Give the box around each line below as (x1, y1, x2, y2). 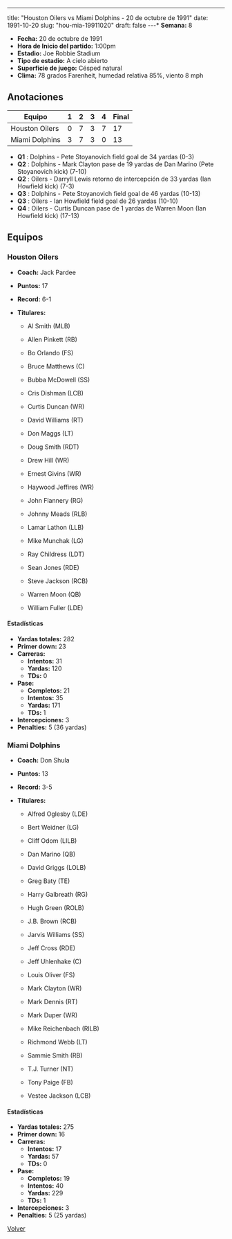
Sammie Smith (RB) (27, 1051, 83, 1060)
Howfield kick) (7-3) (17, 181, 75, 190)
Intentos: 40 (27, 1182, 64, 1190)
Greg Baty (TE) (27, 877, 70, 885)
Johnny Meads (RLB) (27, 510, 88, 518)
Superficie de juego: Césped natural (17, 64, 122, 72)
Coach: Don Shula (17, 756, 70, 764)
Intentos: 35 (27, 693, 64, 702)
